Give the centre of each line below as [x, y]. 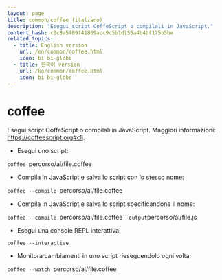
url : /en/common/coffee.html [61, 52]
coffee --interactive [38, 243]
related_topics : [30, 39]
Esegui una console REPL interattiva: [69, 231]
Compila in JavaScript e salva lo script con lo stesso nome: [100, 177]
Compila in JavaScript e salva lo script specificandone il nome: [106, 204]
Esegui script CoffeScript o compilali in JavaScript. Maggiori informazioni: [112, 130]
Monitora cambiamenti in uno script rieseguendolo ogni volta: [104, 256]
